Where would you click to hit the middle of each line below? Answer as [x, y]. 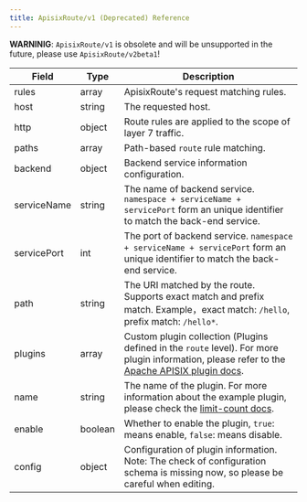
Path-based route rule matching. [195, 147]
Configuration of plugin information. [201, 449]
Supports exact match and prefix [194, 296]
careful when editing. [169, 484]
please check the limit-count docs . [199, 408]
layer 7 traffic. [154, 133]
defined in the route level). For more [201, 347]
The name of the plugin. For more [196, 385]
